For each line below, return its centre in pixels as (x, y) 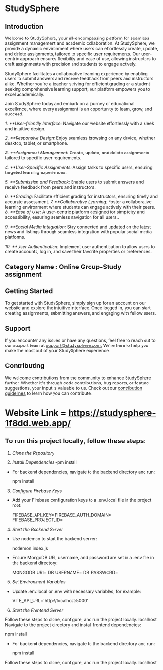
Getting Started (29, 291)
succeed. (14, 114)
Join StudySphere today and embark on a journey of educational (70, 104)
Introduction (24, 27)
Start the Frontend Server (38, 610)
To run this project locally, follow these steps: (75, 441)
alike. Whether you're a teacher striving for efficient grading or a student (78, 84)
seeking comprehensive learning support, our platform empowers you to (78, 89)
